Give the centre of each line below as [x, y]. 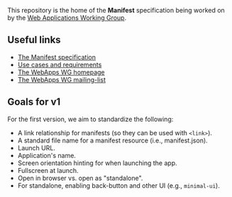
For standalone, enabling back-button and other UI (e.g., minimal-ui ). [118, 185]
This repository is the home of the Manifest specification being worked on [116, 10]
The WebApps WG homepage [61, 72]
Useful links [34, 40]
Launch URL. [36, 147]
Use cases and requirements [60, 64]
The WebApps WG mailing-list [62, 79]
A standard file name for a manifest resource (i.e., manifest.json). [112, 140]
